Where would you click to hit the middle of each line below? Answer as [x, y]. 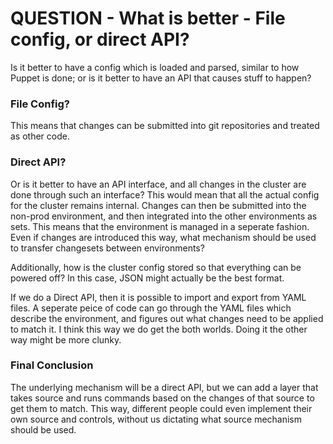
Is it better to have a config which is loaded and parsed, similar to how [155, 67]
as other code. [40, 136]
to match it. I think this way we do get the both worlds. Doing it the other [159, 329]
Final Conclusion [52, 365]
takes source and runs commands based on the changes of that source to [162, 398]
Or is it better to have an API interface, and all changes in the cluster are [158, 184]
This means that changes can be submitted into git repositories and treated [165, 126]
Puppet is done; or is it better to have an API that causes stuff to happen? [161, 78]
